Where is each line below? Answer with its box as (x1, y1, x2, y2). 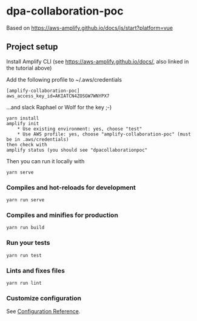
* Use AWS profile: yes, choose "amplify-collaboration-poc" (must (17, 131, 191, 137)
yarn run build (6, 225, 45, 231)
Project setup (6, 42, 59, 52)
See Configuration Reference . (6, 308, 81, 315)
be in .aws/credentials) (6, 136, 69, 143)
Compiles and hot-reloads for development (6, 183, 136, 192)
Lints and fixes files (6, 266, 65, 274)
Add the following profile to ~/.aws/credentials (6, 76, 122, 83)
